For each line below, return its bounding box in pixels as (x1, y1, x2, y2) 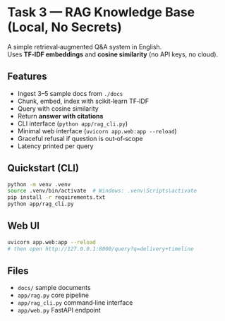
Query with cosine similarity (17, 104, 99, 113)
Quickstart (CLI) (7, 162, 80, 174)
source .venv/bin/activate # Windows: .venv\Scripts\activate (7, 188, 197, 195)
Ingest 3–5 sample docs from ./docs (17, 89, 123, 97)
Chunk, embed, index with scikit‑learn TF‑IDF (17, 97, 150, 105)
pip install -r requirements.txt (7, 194, 106, 201)
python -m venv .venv (7, 181, 71, 188)
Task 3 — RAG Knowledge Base (7, 4, 195, 20)
